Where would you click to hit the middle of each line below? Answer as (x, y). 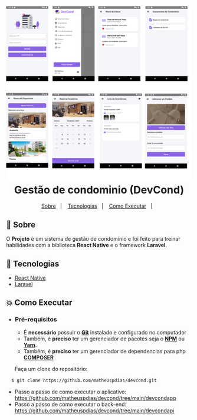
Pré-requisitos (36, 320)
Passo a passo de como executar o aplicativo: (70, 392)
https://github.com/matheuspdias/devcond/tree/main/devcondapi (94, 411)
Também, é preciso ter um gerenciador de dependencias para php (104, 351)
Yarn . (30, 344)
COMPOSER (39, 357)
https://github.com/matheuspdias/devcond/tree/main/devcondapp (95, 398)
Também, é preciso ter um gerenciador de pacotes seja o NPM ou (104, 339)
